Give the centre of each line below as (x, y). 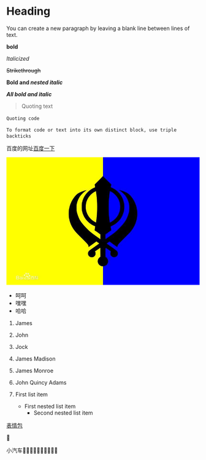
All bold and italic (29, 94)
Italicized (18, 58)
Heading (29, 11)
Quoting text (37, 106)
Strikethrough (24, 70)
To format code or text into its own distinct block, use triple (91, 130)
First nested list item (50, 406)
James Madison (35, 358)
